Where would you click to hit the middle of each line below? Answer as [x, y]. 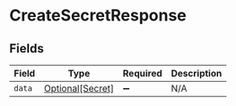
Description [197, 73]
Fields [27, 49]
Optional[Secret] [79, 88]
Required [143, 73]
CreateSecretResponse [98, 16]
